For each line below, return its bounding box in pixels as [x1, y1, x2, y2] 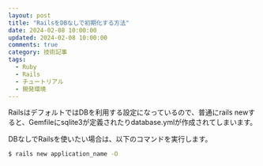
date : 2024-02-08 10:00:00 [8, 26, 97, 34]
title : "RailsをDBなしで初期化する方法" [8, 19, 130, 27]
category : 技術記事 [8, 48, 68, 56]
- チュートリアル [15, 77, 64, 85]
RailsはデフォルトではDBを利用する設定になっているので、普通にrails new [8, 108, 249, 117]
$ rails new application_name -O [8, 150, 118, 158]
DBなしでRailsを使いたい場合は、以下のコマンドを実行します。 [8, 134, 212, 144]
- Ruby [15, 63, 37, 71]
